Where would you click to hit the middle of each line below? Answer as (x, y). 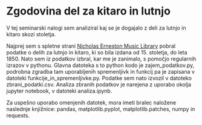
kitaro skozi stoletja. (31, 34)
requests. (18, 115)
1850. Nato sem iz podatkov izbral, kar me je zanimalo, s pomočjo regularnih (101, 59)
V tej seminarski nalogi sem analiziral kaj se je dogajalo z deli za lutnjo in (96, 28)
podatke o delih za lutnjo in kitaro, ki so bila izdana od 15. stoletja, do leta (97, 52)
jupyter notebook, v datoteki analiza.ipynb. (59, 91)
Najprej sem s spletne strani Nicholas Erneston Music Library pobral (91, 46)
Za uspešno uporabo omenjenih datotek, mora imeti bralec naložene (91, 102)
